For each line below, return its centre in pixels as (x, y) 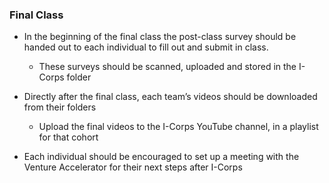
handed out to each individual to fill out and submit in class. (146, 47)
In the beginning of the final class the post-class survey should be (160, 37)
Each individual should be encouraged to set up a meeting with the (161, 157)
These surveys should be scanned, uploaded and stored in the (167, 67)
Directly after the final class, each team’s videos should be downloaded (170, 97)
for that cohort (68, 137)
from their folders (60, 107)
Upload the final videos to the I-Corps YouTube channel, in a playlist (178, 127)
